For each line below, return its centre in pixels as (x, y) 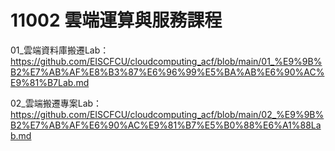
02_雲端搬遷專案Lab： (56, 103)
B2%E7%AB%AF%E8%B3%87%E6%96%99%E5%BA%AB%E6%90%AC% (167, 72)
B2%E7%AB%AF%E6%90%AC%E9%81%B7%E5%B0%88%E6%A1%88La (166, 125)
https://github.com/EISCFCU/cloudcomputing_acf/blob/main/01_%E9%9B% (166, 61)
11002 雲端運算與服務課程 (116, 20)
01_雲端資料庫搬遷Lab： (60, 50)
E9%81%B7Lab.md (50, 82)
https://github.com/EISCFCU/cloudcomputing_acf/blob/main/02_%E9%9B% (167, 114)
